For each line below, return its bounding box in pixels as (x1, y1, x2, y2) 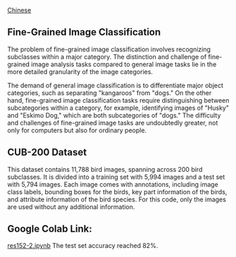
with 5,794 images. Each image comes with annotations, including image (7, 180, 218, 189)
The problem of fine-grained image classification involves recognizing (7, 45, 211, 54)
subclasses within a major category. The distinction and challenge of (7, 52, 207, 61)
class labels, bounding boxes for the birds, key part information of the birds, (7, 187, 228, 196)
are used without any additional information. (7, 202, 135, 211)
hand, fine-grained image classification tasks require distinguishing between (7, 96, 230, 104)
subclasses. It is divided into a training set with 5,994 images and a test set (7, 173, 225, 181)
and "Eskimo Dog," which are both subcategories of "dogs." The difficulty (7, 111, 221, 119)
